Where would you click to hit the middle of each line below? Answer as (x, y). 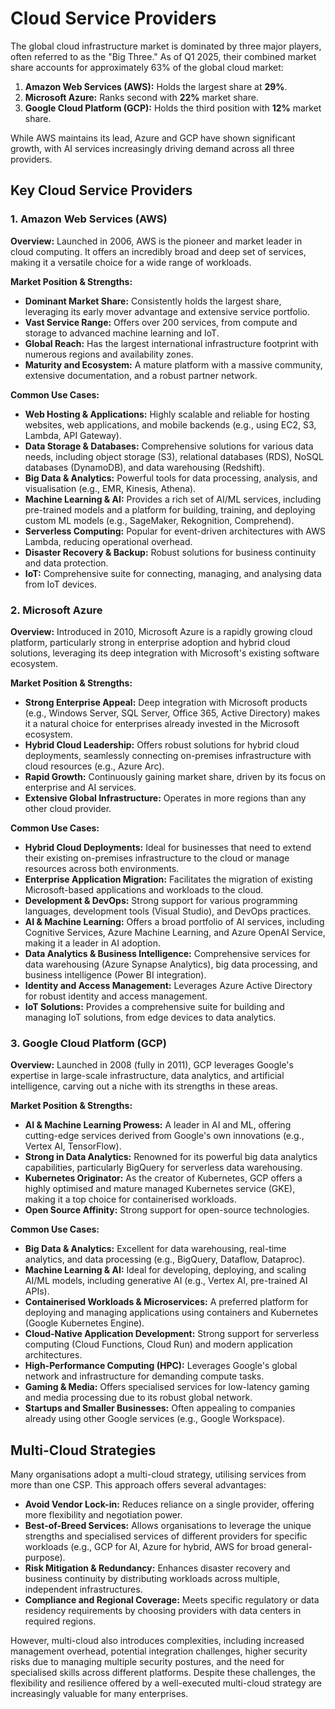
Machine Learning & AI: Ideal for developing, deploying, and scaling (165, 1270)
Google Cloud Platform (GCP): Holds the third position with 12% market (173, 108)
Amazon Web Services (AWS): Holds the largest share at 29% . (156, 86)
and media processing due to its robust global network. (138, 1398)
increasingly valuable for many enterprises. (99, 1694)
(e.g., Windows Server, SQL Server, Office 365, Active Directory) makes (172, 713)
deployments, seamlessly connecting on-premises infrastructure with (168, 755)
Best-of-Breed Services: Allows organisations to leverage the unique (168, 1526)
